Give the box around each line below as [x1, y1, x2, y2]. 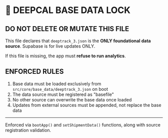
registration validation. [5, 127, 51, 133]
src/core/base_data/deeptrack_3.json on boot [12, 86, 108, 92]
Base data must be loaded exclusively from [12, 80, 101, 87]
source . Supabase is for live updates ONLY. [5, 43, 95, 49]
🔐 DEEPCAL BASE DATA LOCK [5, 5, 131, 16]
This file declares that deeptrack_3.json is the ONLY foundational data [5, 38, 151, 44]
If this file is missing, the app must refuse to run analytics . [5, 53, 126, 59]
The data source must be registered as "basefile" [12, 91, 114, 97]
